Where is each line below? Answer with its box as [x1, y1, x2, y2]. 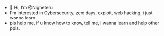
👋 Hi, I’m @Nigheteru [9, 5, 53, 10]
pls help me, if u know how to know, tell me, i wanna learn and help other [9, 20, 159, 26]
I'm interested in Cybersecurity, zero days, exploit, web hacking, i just [9, 10, 153, 16]
